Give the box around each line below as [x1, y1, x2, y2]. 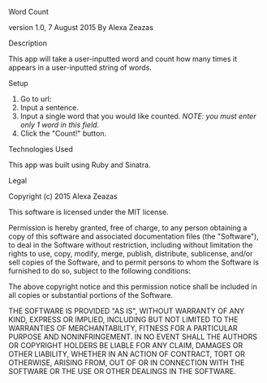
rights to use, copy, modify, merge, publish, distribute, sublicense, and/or [8, 249, 253, 258]
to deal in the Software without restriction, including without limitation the [8, 240, 253, 250]
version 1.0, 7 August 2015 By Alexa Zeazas [8, 23, 154, 32]
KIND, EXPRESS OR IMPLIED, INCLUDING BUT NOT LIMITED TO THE [8, 315, 239, 324]
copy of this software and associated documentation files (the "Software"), [8, 231, 260, 241]
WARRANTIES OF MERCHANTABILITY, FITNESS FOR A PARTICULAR [8, 324, 238, 333]
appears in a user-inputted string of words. [8, 62, 153, 72]
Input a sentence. [19, 103, 79, 112]
